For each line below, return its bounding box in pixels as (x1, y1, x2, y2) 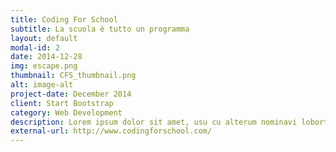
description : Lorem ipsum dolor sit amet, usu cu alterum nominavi (10, 117, 298, 127)
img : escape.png (10, 61, 78, 71)
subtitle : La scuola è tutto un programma (10, 24, 190, 34)
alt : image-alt (10, 80, 74, 90)
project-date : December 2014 (10, 89, 132, 99)
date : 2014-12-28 (10, 52, 83, 62)
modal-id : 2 (10, 42, 60, 53)
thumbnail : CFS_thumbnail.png (10, 71, 137, 81)
